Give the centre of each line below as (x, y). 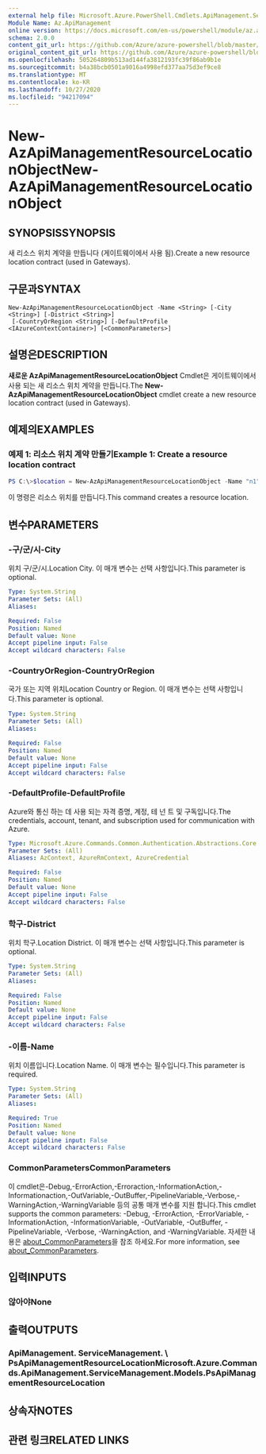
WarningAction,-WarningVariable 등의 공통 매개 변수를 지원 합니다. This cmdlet (132, 1205)
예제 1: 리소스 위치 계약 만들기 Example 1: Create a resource (118, 454)
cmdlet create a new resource (207, 394)
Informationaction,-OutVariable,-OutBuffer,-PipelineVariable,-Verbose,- (124, 1195)
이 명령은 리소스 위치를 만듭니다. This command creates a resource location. (129, 497)
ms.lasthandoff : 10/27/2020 (55, 89)
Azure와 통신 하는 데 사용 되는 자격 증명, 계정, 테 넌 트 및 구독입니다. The (120, 811)
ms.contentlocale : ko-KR (49, 82)
